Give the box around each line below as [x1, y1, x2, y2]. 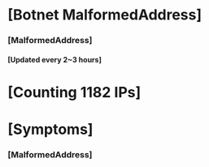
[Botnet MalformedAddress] [7, 6, 202, 24]
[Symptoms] [7, 120, 94, 139]
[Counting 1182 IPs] [7, 83, 142, 101]
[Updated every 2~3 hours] [7, 54, 102, 64]
